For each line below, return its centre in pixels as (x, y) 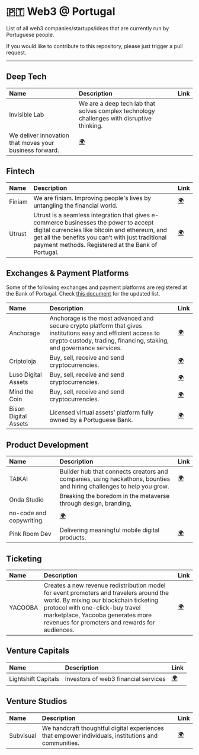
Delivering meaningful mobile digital (110, 530)
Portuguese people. (30, 34)
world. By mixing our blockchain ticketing (101, 600)
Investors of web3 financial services (115, 679)
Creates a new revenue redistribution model (105, 585)
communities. (61, 743)
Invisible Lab (27, 115)
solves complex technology (117, 110)
